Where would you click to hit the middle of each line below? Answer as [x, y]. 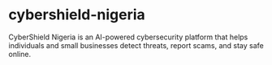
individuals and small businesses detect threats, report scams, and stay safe [136, 45]
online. [19, 54]
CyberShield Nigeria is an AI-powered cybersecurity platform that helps [128, 37]
